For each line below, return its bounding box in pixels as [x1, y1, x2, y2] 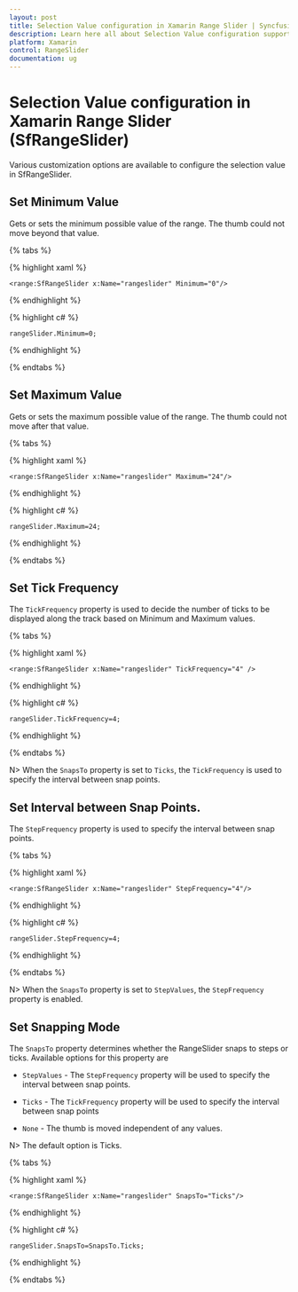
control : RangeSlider [9, 46, 90, 55]
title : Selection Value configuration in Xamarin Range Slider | [9, 21, 255, 30]
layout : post [9, 12, 58, 22]
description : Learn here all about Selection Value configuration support [9, 29, 292, 38]
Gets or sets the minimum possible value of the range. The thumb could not [9, 218, 286, 229]
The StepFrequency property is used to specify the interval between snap [9, 823, 275, 834]
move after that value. [9, 421, 90, 431]
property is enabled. [9, 994, 83, 1004]
